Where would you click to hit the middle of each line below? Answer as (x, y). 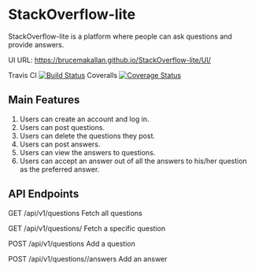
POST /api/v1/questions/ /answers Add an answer (88, 258)
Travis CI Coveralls (63, 75)
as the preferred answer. (59, 169)
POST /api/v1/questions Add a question (72, 243)
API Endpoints (44, 194)
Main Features (44, 100)
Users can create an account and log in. (84, 119)
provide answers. (36, 44)
